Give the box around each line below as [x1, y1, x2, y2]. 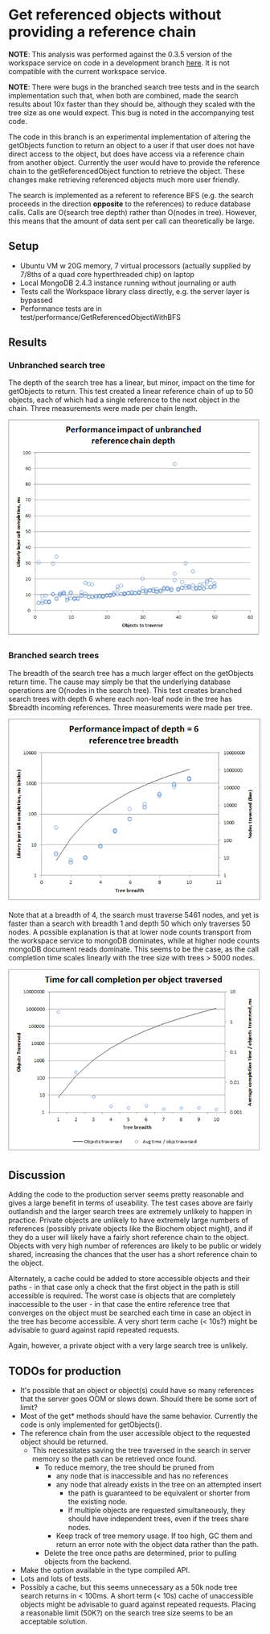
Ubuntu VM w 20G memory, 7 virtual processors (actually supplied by [19, 260, 252, 271]
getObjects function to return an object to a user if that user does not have [8, 140, 255, 150]
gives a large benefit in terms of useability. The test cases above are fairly [8, 1198, 253, 1208]
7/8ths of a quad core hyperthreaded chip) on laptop [19, 269, 195, 279]
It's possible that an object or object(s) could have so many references [19, 1386, 255, 1396]
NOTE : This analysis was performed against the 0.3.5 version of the [8, 49, 233, 59]
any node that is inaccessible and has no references [55, 1471, 229, 1481]
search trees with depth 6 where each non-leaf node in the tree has [8, 694, 233, 703]
